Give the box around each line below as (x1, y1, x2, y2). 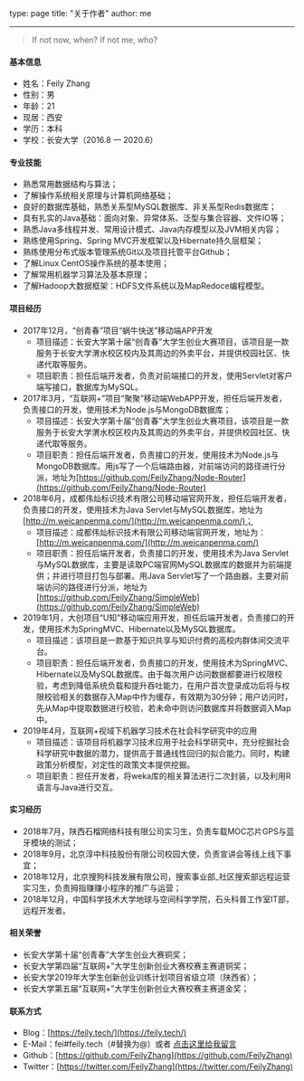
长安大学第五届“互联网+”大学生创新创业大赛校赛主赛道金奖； (22, 983, 250, 994)
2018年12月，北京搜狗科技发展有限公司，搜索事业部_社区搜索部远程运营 (22, 871, 291, 882)
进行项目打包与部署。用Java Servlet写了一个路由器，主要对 (60, 570, 281, 581)
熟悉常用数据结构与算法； (22, 179, 119, 190)
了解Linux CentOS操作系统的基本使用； (22, 258, 170, 269)
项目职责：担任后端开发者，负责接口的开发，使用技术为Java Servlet (35, 547, 290, 558)
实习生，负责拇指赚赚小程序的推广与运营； (22, 882, 182, 893)
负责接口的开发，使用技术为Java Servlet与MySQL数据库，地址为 (22, 504, 263, 515)
